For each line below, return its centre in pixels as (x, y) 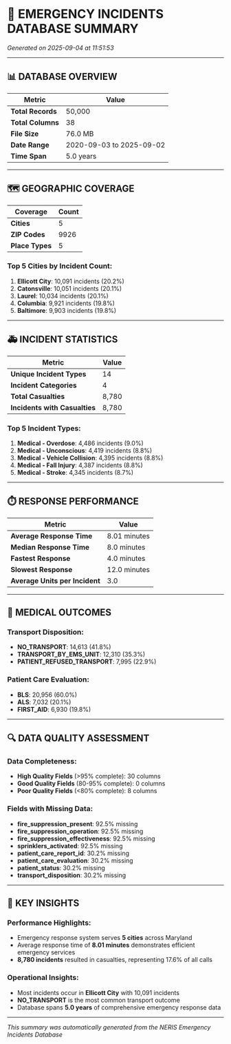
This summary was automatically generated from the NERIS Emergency (109, 1027)
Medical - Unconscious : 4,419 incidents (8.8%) (85, 450)
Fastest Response (41, 558)
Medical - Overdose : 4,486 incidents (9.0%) (80, 443)
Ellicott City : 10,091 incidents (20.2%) (71, 281)
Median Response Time (50, 547)
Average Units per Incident (56, 580)
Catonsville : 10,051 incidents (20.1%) (69, 288)
